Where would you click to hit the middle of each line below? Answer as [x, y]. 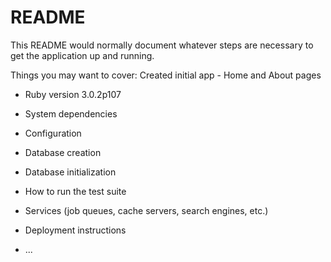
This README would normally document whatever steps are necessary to [162, 45]
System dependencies [71, 113]
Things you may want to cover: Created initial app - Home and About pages [166, 75]
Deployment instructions [75, 230]
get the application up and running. [82, 55]
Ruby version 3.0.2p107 [73, 94]
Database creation [63, 152]
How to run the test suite [75, 191]
